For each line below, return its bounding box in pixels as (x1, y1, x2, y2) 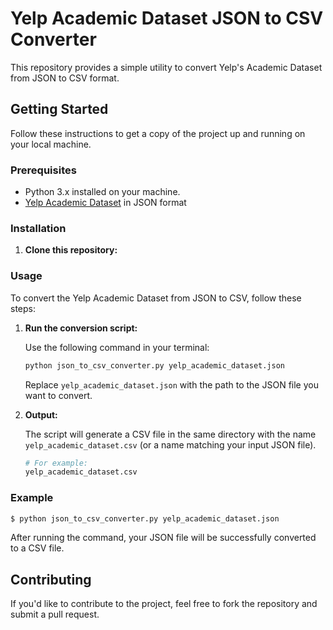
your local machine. (10, 138, 92, 150)
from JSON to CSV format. (10, 72, 120, 84)
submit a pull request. (10, 608, 100, 621)
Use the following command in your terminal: (24, 341, 210, 353)
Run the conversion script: (24, 322, 138, 334)
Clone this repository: (24, 244, 118, 256)
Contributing (10, 571, 92, 588)
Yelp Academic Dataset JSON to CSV (10, 7, 324, 30)
